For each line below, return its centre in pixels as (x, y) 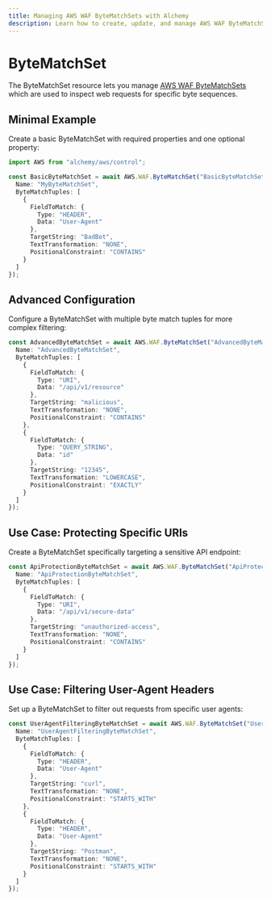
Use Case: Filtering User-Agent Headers (112, 690)
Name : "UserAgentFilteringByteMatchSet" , (86, 731)
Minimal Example (52, 119)
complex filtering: (38, 328)
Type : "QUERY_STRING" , (75, 448)
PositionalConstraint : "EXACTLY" (86, 485)
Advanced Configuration (72, 299)
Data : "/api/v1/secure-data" (86, 612)
